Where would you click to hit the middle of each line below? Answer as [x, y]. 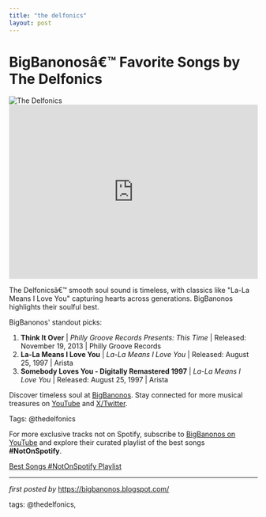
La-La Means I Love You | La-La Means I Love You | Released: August [135, 355]
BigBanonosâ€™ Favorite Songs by [125, 62]
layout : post [30, 23]
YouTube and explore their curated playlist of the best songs [107, 443]
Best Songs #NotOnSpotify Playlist [65, 466]
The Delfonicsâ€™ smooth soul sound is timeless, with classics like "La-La [129, 291]
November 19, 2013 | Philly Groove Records [90, 346]
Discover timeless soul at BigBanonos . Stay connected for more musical [126, 395]
